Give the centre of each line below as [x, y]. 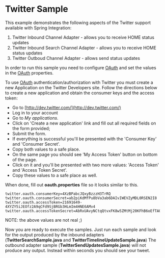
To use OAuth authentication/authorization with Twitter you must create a [79, 82]
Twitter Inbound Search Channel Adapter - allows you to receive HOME [84, 48]
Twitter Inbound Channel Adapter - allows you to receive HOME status [83, 37]
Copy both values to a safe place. [46, 149]
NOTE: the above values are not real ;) [44, 220]
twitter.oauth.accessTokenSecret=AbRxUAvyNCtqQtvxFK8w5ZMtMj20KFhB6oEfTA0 [83, 211]
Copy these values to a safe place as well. [55, 175]
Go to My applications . [35, 118]
